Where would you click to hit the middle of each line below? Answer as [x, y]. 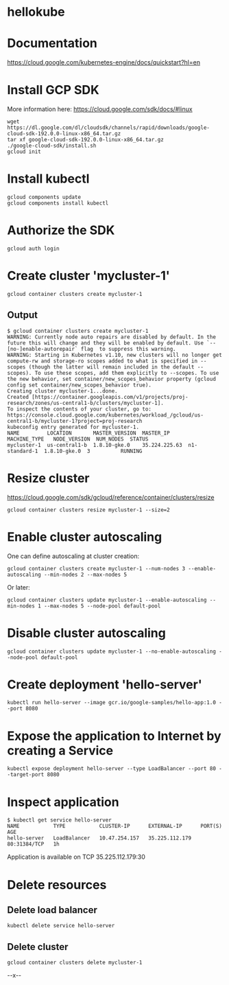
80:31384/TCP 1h [33, 844]
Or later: [19, 587]
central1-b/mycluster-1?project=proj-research [75, 421]
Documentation [52, 44]
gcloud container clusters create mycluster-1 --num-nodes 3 [96, 568]
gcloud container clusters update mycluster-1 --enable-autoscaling [107, 600]
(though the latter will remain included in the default [111, 367]
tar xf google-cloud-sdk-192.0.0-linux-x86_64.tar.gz [86, 140]
